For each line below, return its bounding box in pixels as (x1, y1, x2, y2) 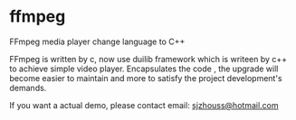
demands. (9, 82, 47, 93)
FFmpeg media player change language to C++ (9, 36, 186, 47)
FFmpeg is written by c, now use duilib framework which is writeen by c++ (9, 53, 288, 64)
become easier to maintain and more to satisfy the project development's (9, 72, 282, 83)
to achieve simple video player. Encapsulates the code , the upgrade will (9, 63, 279, 74)
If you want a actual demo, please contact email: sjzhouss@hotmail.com (9, 99, 279, 110)
